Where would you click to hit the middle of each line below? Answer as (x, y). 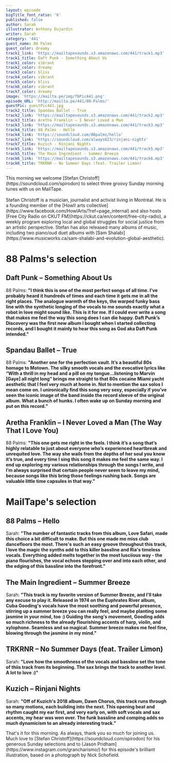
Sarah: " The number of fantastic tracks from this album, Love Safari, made (87, 533)
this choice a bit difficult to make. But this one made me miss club (77, 539)
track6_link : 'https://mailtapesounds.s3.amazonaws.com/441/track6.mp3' (85, 159)
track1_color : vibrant (30, 63)
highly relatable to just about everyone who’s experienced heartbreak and (86, 448)
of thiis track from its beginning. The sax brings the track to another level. (86, 667)
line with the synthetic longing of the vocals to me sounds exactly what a (85, 306)
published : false (24, 20)
